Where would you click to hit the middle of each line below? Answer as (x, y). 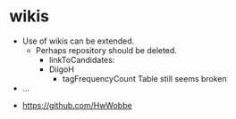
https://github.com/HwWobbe (77, 105)
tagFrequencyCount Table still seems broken (145, 78)
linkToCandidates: (82, 59)
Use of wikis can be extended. (78, 41)
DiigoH (61, 69)
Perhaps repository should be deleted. (106, 50)
